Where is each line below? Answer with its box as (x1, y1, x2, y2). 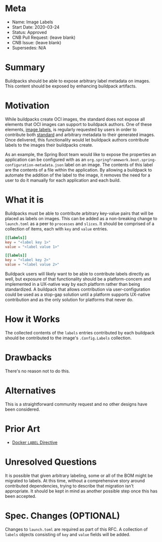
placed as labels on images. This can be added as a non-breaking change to (5, 215, 158, 221)
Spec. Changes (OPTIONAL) (5, 510, 120, 521)
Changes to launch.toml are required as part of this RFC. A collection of (5, 526, 148, 532)
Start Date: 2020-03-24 (12, 24, 59, 30)
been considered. (5, 406, 40, 412)
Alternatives (5, 385, 56, 396)
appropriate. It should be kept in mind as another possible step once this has (5, 488, 158, 494)
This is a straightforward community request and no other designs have (5, 401, 147, 407)
